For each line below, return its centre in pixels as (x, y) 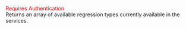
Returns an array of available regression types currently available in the (93, 14)
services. (17, 21)
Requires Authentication (35, 8)
